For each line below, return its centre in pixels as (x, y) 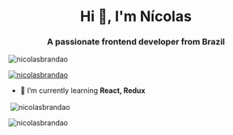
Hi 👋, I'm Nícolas (136, 17)
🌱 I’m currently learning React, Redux (83, 91)
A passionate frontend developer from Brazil (136, 42)
